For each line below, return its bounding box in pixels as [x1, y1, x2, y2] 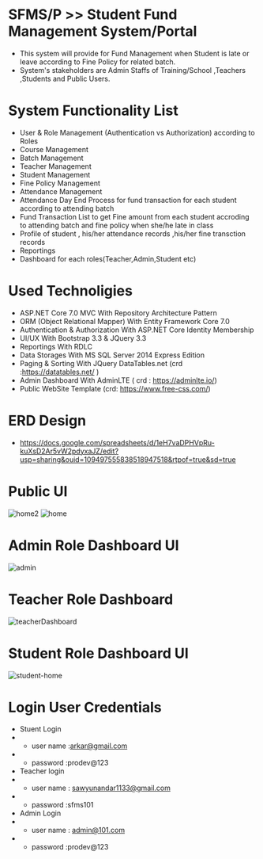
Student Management [19, 170, 91, 179]
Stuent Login [19, 724, 62, 734]
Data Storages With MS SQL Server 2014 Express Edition [19, 350, 205, 360]
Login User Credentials [8, 698, 162, 716]
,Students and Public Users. [19, 74, 111, 83]
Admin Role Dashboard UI [8, 536, 179, 554]
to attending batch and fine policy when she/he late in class [19, 220, 214, 230]
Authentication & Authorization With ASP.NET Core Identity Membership [19, 325, 254, 334]
